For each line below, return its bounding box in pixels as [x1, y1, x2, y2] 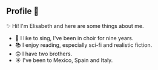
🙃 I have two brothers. [15, 50, 73, 57]
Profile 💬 [6, 6, 39, 16]
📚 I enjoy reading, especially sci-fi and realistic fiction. [15, 41, 153, 49]
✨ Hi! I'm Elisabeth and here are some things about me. [6, 22, 144, 29]
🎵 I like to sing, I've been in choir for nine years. [15, 34, 134, 41]
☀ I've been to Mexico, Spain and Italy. [15, 56, 113, 64]
